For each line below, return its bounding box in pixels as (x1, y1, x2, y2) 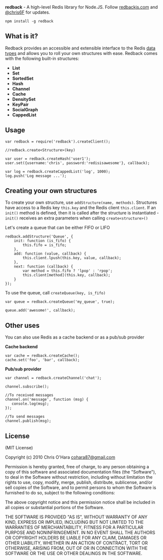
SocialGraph (12, 106, 38, 112)
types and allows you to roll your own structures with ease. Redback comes (5, 50, 158, 56)
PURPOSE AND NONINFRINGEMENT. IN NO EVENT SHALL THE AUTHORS (5, 530, 156, 536)
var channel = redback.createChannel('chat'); (5, 376, 102, 381)
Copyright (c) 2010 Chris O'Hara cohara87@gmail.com (5, 454, 116, 460)
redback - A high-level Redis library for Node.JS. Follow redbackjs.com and (5, 4, 158, 10)
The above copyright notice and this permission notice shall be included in (5, 499, 155, 505)
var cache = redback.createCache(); (5, 353, 80, 358)
